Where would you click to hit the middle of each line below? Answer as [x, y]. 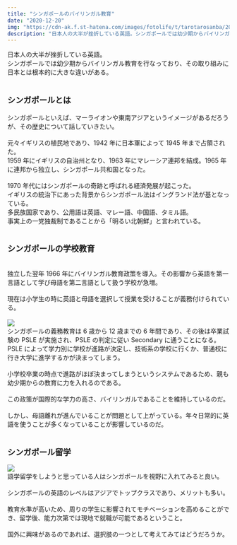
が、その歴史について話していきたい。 [63, 126]
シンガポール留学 [39, 452]
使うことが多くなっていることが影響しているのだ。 [93, 424]
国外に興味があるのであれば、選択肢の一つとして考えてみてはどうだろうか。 [118, 534]
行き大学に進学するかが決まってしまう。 [66, 357]
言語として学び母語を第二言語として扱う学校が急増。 [85, 282]
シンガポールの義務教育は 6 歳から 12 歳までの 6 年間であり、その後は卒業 [115, 331]
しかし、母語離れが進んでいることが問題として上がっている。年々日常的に [115, 415]
